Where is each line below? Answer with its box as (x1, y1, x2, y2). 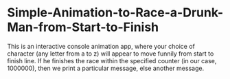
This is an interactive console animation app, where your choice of (7, 42, 196, 50)
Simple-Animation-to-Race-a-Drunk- (7, 5, 224, 21)
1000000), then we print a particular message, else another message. (7, 64, 205, 72)
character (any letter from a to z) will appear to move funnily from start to (7, 49, 214, 58)
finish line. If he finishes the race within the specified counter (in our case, (7, 56, 217, 65)
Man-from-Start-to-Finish (7, 19, 159, 35)
